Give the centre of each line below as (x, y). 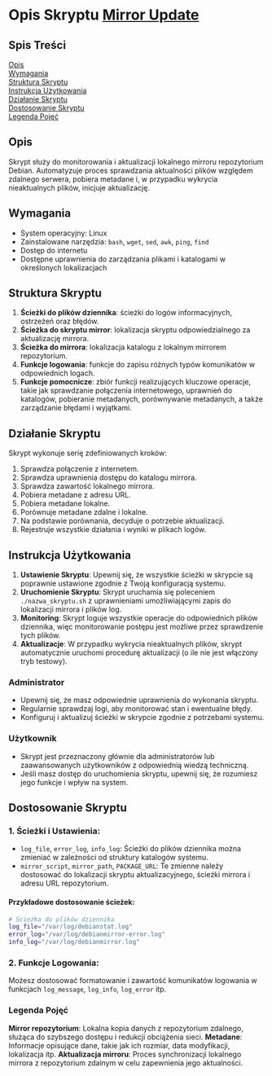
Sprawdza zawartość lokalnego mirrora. (87, 486)
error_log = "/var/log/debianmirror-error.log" (87, 934)
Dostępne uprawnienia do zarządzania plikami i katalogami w (123, 259)
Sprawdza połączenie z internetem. (80, 469)
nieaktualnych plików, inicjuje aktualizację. (79, 187)
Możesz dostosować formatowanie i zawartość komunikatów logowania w (133, 981)
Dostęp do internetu (54, 250)
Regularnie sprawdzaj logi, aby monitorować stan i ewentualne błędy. (136, 709)
